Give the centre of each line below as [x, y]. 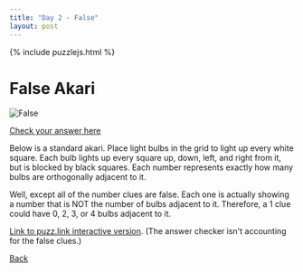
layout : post [34, 26]
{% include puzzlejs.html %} [62, 52]
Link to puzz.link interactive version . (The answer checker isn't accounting [148, 231]
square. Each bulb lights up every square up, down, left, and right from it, [146, 158]
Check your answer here [55, 131]
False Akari [52, 88]
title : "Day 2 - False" [54, 18]
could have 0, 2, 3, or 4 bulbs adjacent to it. [90, 214]
